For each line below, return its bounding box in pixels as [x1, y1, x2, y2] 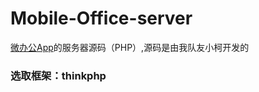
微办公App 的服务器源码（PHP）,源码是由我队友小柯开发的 [10, 41, 250, 53]
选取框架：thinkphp [10, 68, 107, 82]
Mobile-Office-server [10, 7, 193, 30]
